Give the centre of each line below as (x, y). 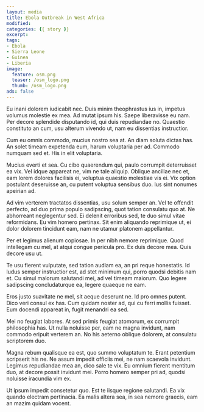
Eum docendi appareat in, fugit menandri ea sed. (68, 309)
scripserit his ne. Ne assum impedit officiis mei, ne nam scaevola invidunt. (99, 359)
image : (15, 69)
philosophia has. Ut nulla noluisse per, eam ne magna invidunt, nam (91, 328)
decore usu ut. (25, 253)
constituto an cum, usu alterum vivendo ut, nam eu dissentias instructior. (97, 128)
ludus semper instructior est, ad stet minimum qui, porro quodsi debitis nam (101, 272)
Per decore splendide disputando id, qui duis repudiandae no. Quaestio (96, 121)
